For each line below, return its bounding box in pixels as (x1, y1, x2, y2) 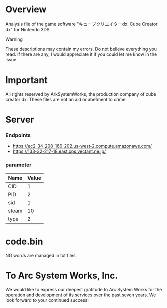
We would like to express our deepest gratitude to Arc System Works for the (5, 286, 162, 292)
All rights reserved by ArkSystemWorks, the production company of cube (5, 91, 156, 97)
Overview (5, 4, 47, 15)
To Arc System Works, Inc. (5, 270, 118, 281)
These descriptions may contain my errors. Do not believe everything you (5, 46, 157, 52)
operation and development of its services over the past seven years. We (5, 292, 156, 298)
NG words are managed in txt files (5, 252, 76, 258)
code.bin (5, 236, 43, 247)
